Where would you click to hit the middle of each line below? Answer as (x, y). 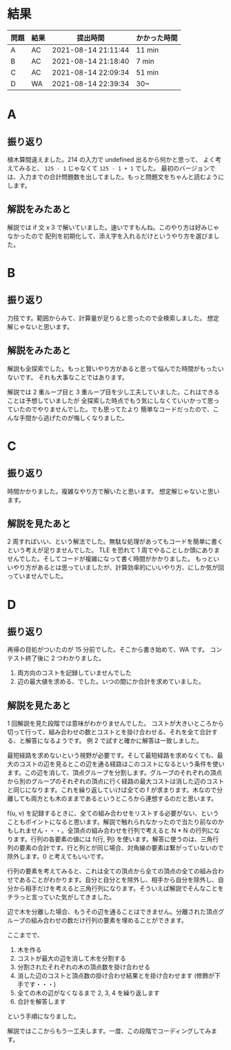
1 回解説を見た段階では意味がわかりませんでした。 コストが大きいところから (115, 724)
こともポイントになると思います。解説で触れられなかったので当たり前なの (113, 822)
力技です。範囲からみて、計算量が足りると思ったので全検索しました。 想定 (113, 318)
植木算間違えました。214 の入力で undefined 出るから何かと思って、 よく (111, 159)
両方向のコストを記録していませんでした (74, 673)
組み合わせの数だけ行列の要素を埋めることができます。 (109, 921)
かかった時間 (157, 37)
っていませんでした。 (37, 576)
